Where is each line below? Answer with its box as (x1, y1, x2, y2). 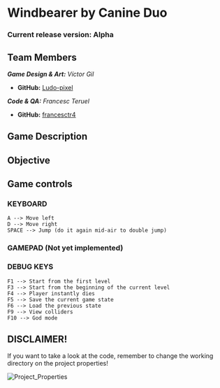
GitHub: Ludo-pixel (17, 83, 73, 91)
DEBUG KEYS (7, 262, 54, 271)
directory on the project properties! (7, 359, 108, 368)
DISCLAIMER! (7, 334, 68, 345)
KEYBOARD (7, 199, 47, 209)
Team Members (7, 51, 77, 64)
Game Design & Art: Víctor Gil (7, 70, 94, 78)
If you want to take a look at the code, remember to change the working (7, 352, 214, 360)
